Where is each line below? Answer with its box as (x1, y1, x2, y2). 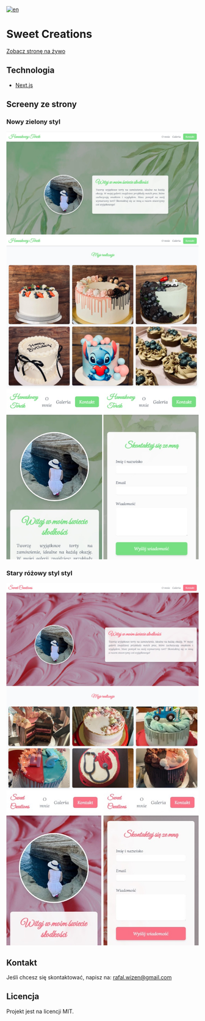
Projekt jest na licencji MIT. (6, 1008, 74, 1015)
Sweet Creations (6, 28, 93, 41)
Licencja (6, 992, 40, 1002)
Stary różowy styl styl (6, 569, 73, 577)
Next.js (15, 81, 34, 89)
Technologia (6, 65, 55, 76)
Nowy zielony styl (6, 118, 61, 126)
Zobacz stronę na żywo (6, 47, 66, 54)
